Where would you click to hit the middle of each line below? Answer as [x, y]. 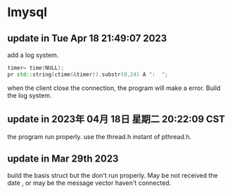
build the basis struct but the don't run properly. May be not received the [112, 176]
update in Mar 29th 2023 [63, 159]
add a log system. [33, 55]
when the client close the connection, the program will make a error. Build [114, 88]
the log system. [30, 95]
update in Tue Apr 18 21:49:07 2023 [87, 38]
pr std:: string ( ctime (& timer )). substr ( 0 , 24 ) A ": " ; [88, 75]
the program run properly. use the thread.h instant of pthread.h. [99, 136]
